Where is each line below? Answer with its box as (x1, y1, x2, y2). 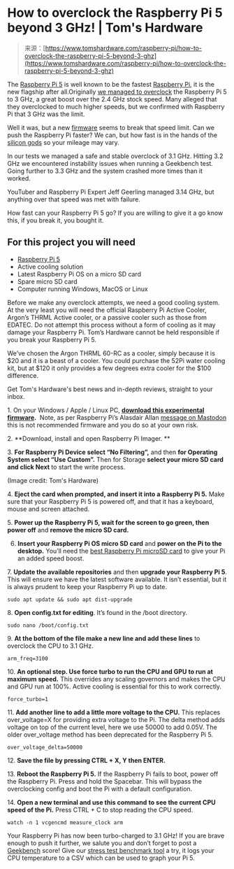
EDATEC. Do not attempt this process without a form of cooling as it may (7, 320, 216, 329)
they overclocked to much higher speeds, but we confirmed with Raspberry (7, 102, 225, 111)
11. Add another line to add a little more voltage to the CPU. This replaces (7, 708, 221, 716)
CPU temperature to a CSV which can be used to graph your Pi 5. (7, 854, 196, 862)
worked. (7, 174, 31, 183)
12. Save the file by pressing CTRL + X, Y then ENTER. (7, 756, 166, 764)
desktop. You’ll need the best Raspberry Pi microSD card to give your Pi (17, 546, 226, 555)
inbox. (7, 392, 25, 400)
